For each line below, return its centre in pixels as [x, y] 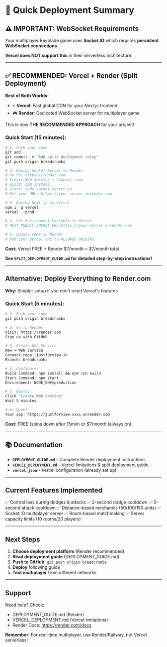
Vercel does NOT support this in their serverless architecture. [69, 55]
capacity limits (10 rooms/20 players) [43, 519]
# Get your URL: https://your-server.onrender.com [59, 194]
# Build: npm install [28, 185]
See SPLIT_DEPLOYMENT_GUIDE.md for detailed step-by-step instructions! [79, 258]
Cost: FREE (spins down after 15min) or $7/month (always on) [68, 424]
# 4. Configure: [22, 369]
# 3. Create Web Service [31, 346]
